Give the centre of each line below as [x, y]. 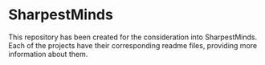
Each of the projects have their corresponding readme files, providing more [133, 45]
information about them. [48, 54]
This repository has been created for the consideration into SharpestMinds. [133, 37]
